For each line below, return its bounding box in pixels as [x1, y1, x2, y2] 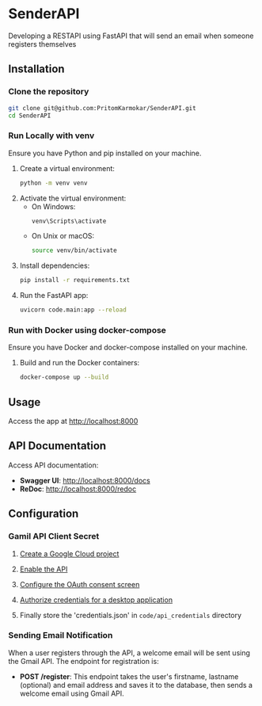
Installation [8, 63, 65, 76]
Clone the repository [8, 86, 89, 97]
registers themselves [8, 39, 77, 48]
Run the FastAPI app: [19, 291, 89, 300]
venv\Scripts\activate [31, 217, 107, 225]
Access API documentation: [8, 460, 99, 470]
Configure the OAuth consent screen [19, 579, 140, 589]
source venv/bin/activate [31, 246, 117, 254]
